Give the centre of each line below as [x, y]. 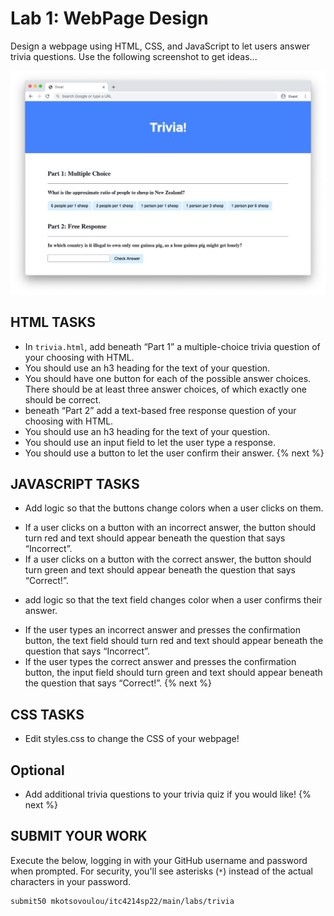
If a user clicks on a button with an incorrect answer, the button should [170, 528]
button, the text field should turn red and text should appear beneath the [174, 641]
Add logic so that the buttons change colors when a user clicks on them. [174, 508]
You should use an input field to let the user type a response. [150, 442]
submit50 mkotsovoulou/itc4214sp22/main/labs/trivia [122, 901]
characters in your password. [71, 881]
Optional [37, 770]
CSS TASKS [47, 714]
